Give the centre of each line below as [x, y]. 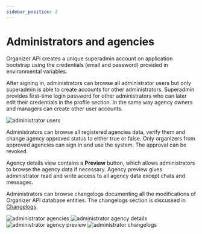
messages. [20, 182]
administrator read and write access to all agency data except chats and [96, 175]
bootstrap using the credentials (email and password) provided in [87, 65]
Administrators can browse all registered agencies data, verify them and [96, 132]
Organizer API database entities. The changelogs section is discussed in [96, 200]
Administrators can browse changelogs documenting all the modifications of [101, 194]
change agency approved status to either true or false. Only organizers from [101, 138]
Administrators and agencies [80, 41]
